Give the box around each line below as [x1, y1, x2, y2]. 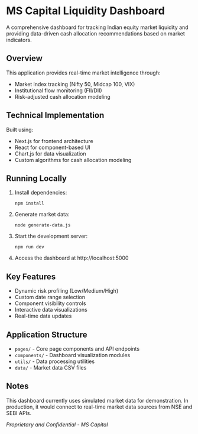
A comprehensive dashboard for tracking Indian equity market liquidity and [6, 24, 189, 31]
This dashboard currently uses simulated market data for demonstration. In [6, 397, 189, 404]
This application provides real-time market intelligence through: [6, 69, 161, 76]
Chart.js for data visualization [14, 150, 87, 157]
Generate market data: [14, 211, 70, 218]
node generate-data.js [14, 222, 71, 228]
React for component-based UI [14, 144, 90, 151]
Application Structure [6, 329, 87, 339]
